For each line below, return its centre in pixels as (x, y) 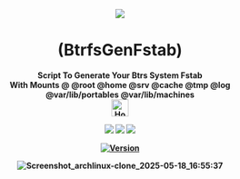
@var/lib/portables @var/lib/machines (120, 94)
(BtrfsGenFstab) (120, 50)
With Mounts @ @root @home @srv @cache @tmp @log (120, 85)
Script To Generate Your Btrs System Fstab (120, 75)
